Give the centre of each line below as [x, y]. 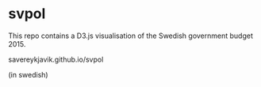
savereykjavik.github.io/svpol [56, 59]
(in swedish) [29, 74]
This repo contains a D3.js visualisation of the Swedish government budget [131, 36]
